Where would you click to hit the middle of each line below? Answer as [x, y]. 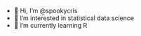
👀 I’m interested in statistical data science [74, 18]
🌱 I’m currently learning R [51, 25]
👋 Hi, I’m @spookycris [46, 11]
